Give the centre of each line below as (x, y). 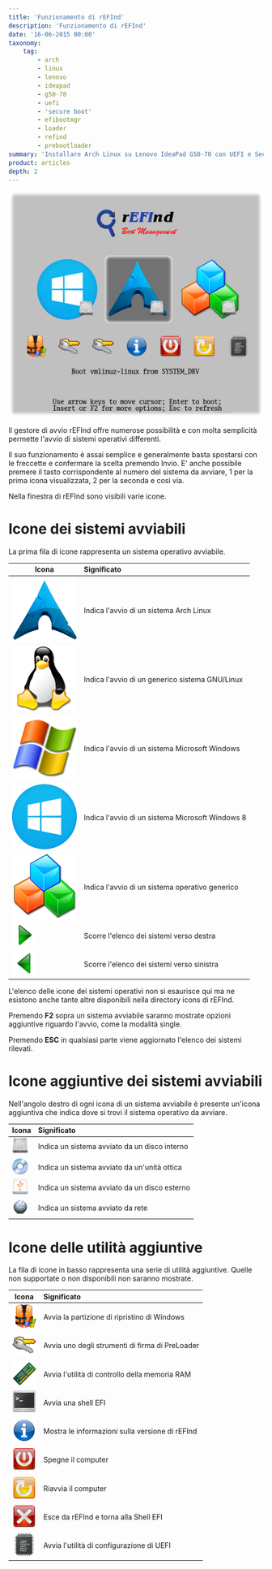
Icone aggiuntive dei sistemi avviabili (136, 1081)
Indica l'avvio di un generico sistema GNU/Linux (164, 679)
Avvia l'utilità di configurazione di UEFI (107, 1545)
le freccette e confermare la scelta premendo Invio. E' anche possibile (125, 463)
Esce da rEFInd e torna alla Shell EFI (103, 1517)
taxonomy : (25, 43)
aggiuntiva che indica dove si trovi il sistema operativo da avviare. (118, 1112)
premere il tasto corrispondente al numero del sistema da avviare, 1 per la (131, 472)
